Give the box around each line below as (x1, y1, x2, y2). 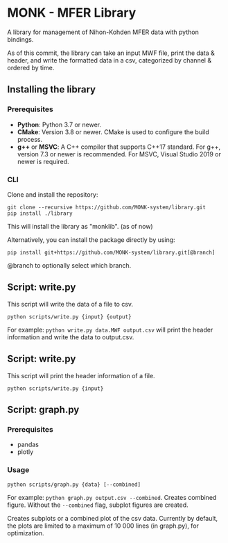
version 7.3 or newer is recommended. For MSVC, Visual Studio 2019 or (17, 149, 222, 158)
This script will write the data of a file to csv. (7, 300, 134, 308)
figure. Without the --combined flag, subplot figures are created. (7, 501, 188, 509)
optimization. (7, 528, 44, 537)
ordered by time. (7, 63, 55, 72)
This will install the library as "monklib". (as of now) (7, 222, 154, 230)
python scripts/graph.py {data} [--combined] (7, 481, 141, 488)
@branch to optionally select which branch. (7, 261, 132, 269)
